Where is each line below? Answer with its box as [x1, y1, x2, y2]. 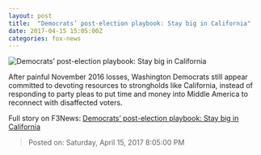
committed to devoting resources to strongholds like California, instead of [8, 81, 253, 90]
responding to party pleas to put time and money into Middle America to [8, 90, 249, 99]
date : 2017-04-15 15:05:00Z [8, 27, 103, 35]
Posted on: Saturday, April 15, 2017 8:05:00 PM [27, 138, 185, 148]
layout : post [8, 11, 53, 20]
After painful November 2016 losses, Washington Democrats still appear [8, 72, 248, 82]
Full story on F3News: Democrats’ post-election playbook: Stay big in [8, 114, 239, 124]
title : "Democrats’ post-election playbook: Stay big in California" [8, 19, 251, 27]
